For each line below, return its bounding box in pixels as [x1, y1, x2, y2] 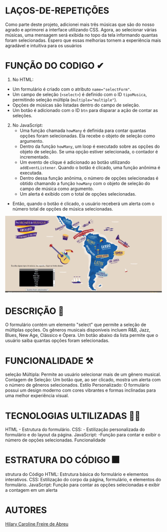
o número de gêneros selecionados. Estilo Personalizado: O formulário [5, 382, 150, 388]
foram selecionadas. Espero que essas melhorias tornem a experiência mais [5, 37, 162, 43]
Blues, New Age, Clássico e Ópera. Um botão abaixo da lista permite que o [5, 332, 158, 338]
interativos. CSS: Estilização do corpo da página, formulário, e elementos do [5, 477, 162, 483]
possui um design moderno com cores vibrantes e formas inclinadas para [5, 387, 156, 393]
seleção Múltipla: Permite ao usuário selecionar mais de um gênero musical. [5, 371, 162, 378]
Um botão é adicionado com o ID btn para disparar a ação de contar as [12, 107, 158, 113]
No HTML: [12, 76, 34, 82]
